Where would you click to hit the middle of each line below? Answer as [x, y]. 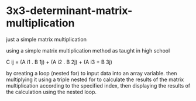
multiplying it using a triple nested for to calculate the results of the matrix [95, 79]
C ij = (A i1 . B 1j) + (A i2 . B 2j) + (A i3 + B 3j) [59, 62]
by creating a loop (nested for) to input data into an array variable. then [92, 73]
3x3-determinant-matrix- [69, 11]
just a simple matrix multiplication [46, 39]
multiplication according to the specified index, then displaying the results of [98, 85]
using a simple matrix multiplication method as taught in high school [88, 50]
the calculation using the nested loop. [51, 92]
